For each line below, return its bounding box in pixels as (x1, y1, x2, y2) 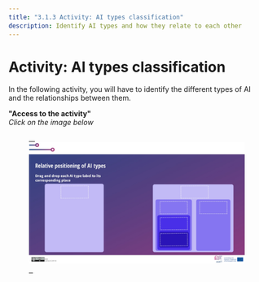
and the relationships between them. (8, 93, 132, 103)
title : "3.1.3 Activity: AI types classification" (8, 13, 184, 21)
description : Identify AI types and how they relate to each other (8, 21, 243, 30)
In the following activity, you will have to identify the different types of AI (8, 85, 251, 94)
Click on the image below (8, 118, 94, 128)
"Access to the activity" (8, 109, 92, 119)
